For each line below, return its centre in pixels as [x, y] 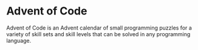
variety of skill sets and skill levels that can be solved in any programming [98, 34]
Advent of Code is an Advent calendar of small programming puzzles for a [99, 28]
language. [19, 40]
